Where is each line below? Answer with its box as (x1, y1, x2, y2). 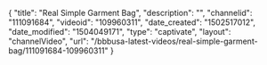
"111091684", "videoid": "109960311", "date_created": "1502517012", (8, 17, 255, 28)
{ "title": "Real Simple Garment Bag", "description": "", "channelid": (8, 8, 253, 18)
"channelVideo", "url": (8, 36, 90, 46)
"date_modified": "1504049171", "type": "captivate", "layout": (8, 27, 231, 37)
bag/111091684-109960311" (8, 45, 109, 56)
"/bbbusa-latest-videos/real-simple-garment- (91, 36, 259, 46)
